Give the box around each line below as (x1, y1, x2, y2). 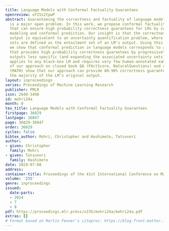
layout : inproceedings (5, 78, 53, 83)
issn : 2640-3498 (5, 92, 39, 97)
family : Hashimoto (10, 157, 49, 162)
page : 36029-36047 (5, 120, 44, 125)
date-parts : (10, 190, 35, 195)
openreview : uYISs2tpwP (5, 12, 55, 17)
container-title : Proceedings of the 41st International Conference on (5, 171, 158, 177)
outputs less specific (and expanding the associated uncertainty (10, 54, 152, 60)
